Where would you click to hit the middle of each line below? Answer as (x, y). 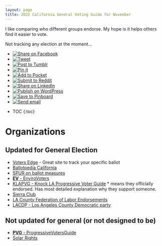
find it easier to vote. (26, 34)
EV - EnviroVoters (31, 178)
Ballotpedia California (35, 167)
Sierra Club (24, 194)
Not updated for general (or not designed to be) (81, 221)
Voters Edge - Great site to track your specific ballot (66, 162)
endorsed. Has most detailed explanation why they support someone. (84, 189)
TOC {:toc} (24, 111)
